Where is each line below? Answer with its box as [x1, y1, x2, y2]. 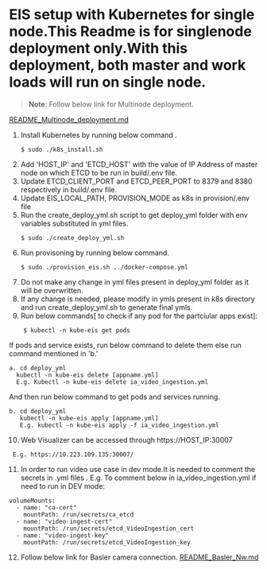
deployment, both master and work [9, 56, 246, 75]
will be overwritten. [20, 285, 84, 295]
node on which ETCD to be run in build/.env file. [20, 168, 178, 177]
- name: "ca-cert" [16, 503, 78, 512]
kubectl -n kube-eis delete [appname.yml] [16, 371, 159, 379]
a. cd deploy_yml [9, 364, 67, 372]
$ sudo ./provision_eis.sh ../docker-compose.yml [20, 263, 189, 271]
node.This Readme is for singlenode [9, 22, 253, 41]
